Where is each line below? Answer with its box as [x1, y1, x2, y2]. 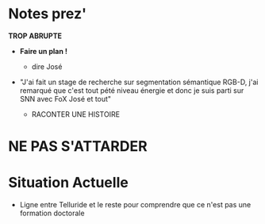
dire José [31, 61, 63, 71]
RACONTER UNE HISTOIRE [31, 109, 121, 119]
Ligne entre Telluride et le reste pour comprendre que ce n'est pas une [19, 200, 252, 210]
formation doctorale [19, 208, 85, 218]
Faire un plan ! [19, 46, 67, 56]
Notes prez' [8, 5, 87, 23]
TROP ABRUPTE [8, 31, 62, 41]
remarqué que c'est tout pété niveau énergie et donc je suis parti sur [19, 85, 244, 95]
